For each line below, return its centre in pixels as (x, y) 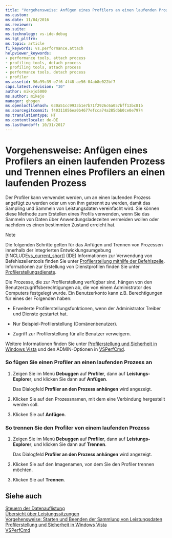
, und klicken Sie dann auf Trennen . (69, 444)
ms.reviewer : (19, 24)
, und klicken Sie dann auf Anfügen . (69, 379)
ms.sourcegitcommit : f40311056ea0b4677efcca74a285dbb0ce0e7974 (74, 111)
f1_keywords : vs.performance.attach (44, 48)
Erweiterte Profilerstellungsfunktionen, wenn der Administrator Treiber (87, 308)
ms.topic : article (25, 44)
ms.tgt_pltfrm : (21, 39)
